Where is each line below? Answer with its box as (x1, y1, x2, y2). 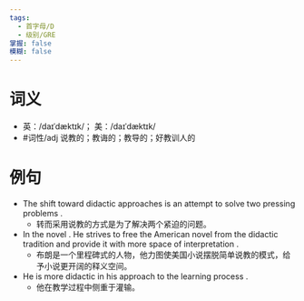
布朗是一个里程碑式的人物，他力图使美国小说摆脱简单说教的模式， (35, 249, 283, 260)
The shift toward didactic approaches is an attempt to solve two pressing (22, 198, 296, 209)
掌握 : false (9, 38, 52, 48)
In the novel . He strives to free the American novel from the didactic (22, 229, 279, 239)
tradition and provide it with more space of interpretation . (22, 238, 239, 249)
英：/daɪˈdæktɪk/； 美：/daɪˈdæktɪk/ (22, 121, 156, 132)
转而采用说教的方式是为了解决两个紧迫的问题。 (35, 219, 211, 229)
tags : (9, 13, 30, 23)
